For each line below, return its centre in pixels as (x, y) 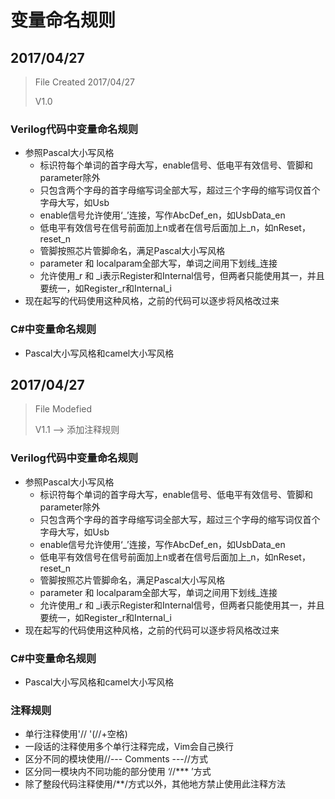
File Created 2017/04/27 (84, 82)
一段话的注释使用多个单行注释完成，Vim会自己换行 (129, 747)
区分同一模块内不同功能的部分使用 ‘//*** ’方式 (118, 772)
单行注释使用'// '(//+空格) (76, 734)
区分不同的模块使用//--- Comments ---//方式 (116, 759)
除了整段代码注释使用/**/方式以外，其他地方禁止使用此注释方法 (155, 784)
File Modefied (63, 409)
